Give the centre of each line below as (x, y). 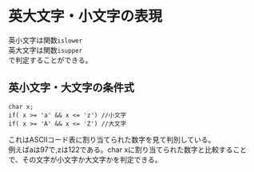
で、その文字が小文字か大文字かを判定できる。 (85, 159)
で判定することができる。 (50, 60)
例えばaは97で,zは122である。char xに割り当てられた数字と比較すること (128, 150)
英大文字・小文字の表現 (85, 16)
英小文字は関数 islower (46, 40)
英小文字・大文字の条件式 (71, 88)
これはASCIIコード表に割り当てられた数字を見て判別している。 (112, 139)
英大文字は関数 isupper (46, 50)
